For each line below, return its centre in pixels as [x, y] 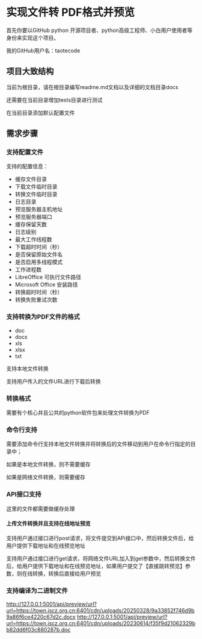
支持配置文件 [25, 153]
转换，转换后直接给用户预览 [66, 573]
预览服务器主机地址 [39, 209]
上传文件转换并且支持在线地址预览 [48, 524]
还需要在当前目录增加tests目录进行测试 [54, 99]
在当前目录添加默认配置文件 [41, 113]
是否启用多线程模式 [39, 262]
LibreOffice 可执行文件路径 [48, 277]
